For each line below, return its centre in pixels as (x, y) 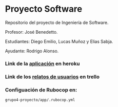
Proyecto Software (44, 9)
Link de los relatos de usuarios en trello (52, 77)
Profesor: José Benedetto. (31, 32)
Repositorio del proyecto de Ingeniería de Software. (57, 22)
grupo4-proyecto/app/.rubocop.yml (40, 100)
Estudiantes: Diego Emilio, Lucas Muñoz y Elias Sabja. (59, 41)
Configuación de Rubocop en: (41, 90)
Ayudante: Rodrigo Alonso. (32, 51)
